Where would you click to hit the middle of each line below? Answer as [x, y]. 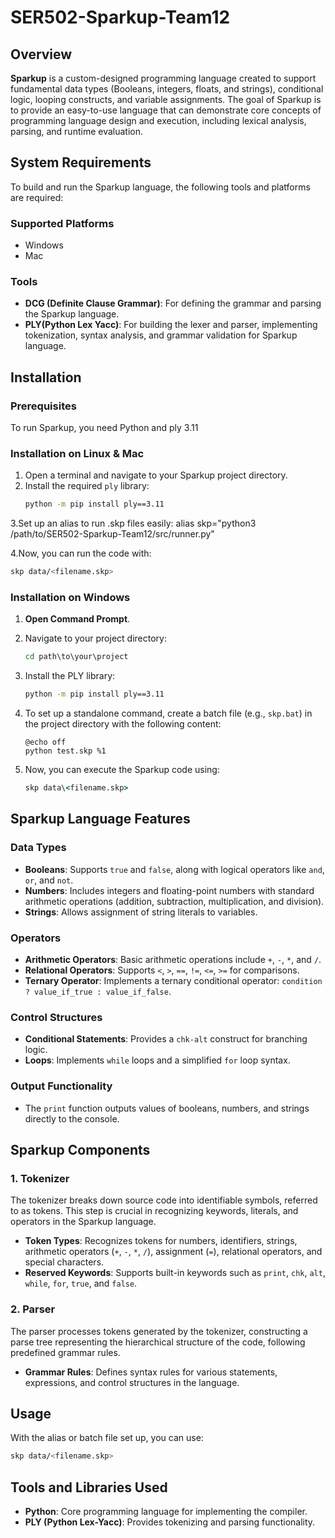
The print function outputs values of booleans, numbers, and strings [167, 1108]
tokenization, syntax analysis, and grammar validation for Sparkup [161, 335]
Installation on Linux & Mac [77, 454]
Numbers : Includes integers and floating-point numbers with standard [169, 890]
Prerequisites [43, 406]
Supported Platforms [62, 223]
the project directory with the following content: [123, 724]
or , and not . [49, 880]
